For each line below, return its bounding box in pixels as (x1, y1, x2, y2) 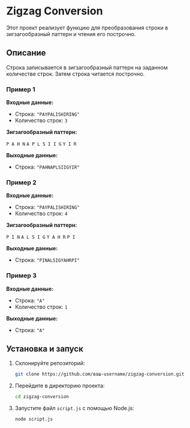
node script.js (14, 416, 53, 423)
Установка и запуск (6, 344, 84, 354)
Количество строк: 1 (14, 303, 68, 310)
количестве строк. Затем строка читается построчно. (6, 70, 145, 77)
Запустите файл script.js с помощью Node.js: (14, 405, 135, 412)
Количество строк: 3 (14, 117, 68, 124)
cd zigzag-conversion (14, 394, 69, 400)
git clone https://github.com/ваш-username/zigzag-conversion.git (14, 371, 185, 378)
